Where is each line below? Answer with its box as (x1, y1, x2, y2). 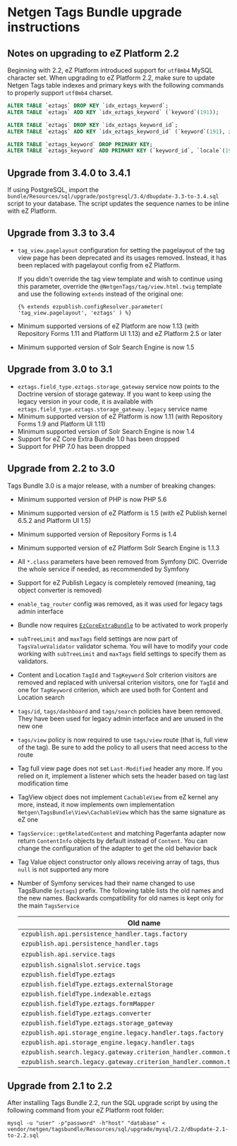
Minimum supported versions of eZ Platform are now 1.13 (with (17, 322, 199, 330)
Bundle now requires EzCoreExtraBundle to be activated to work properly (17, 620, 229, 629)
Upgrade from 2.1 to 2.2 (7, 1080, 113, 1092)
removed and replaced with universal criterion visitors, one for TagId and (17, 678, 229, 687)
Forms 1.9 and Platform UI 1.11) (17, 419, 106, 428)
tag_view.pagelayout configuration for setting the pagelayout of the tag (17, 246, 225, 254)
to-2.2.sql (7, 1132, 39, 1140)
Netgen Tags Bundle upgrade (7, 4, 182, 20)
